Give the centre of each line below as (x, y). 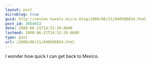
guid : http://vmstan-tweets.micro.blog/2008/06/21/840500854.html (76, 19)
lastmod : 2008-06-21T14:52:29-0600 (42, 33)
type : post (16, 38)
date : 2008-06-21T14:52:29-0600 (39, 28)
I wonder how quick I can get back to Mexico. (52, 56)
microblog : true (22, 14)
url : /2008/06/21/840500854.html (40, 42)
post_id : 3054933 (23, 24)
